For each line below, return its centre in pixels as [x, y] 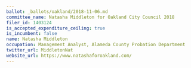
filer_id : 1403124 [29, 22]
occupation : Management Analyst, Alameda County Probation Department [96, 45]
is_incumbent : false [32, 34]
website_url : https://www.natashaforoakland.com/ [69, 56]
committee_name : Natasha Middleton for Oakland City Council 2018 [90, 17]
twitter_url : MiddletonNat [40, 50]
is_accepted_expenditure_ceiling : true [56, 28]
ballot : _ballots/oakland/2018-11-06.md [57, 12]
